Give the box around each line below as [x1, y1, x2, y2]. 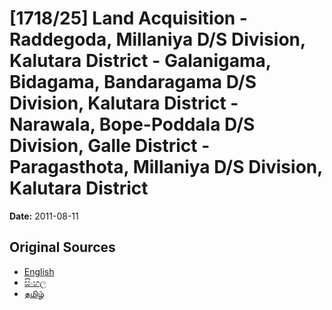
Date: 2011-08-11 [9, 210, 79, 222]
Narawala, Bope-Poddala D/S [9, 113, 256, 136]
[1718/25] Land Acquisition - [9, 7, 248, 30]
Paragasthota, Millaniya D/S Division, [9, 156, 323, 179]
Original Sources [9, 239, 116, 256]
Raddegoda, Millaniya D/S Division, [9, 28, 306, 51]
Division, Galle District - [9, 135, 211, 157]
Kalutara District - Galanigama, [9, 50, 272, 72]
